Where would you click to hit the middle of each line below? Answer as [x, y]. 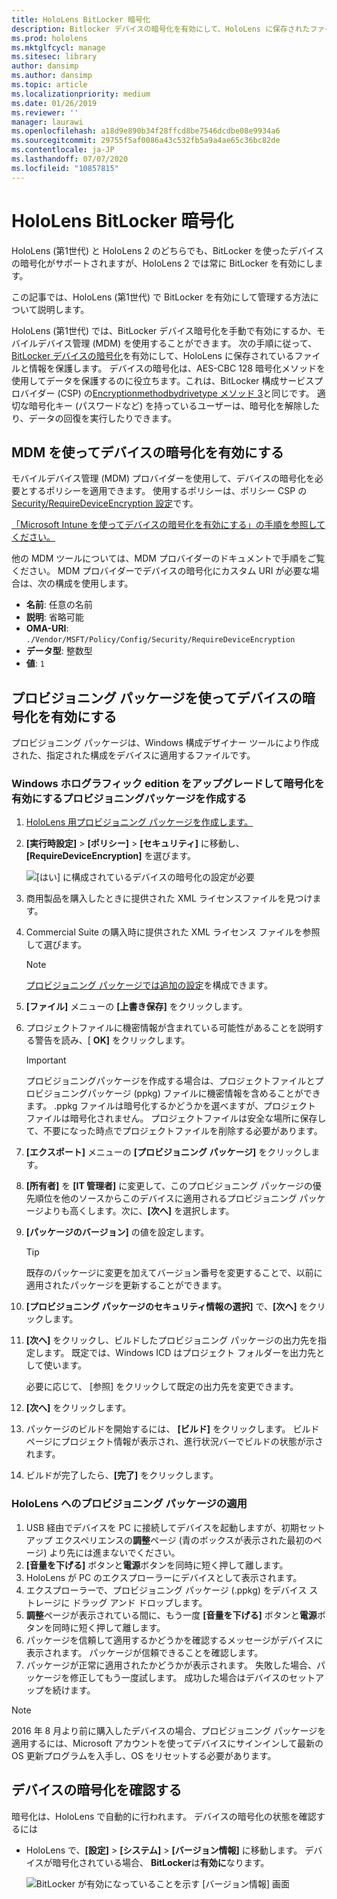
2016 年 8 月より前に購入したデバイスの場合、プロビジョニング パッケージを [169, 1730]
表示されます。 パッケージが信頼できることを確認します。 [144, 1652]
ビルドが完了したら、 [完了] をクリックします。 [122, 1475]
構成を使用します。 [94, 583]
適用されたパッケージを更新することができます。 [126, 1285]
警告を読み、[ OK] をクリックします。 [112, 1040]
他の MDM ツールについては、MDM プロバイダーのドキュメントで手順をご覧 [168, 558]
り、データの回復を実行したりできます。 [94, 418]
